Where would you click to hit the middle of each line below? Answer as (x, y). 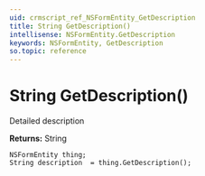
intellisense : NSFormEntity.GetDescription (93, 34)
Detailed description (47, 121)
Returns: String (38, 139)
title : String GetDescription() (70, 26)
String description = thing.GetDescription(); (101, 163)
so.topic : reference (48, 51)
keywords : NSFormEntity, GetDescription (87, 43)
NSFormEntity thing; (48, 155)
